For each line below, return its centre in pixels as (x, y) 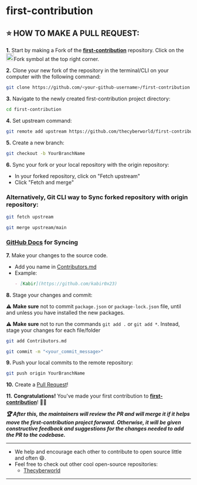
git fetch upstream (30, 217)
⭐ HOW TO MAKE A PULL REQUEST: (73, 33)
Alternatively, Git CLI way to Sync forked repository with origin (97, 197)
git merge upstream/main (36, 227)
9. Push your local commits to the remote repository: (70, 363)
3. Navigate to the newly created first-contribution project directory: (88, 99)
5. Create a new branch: (35, 143)
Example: (26, 273)
